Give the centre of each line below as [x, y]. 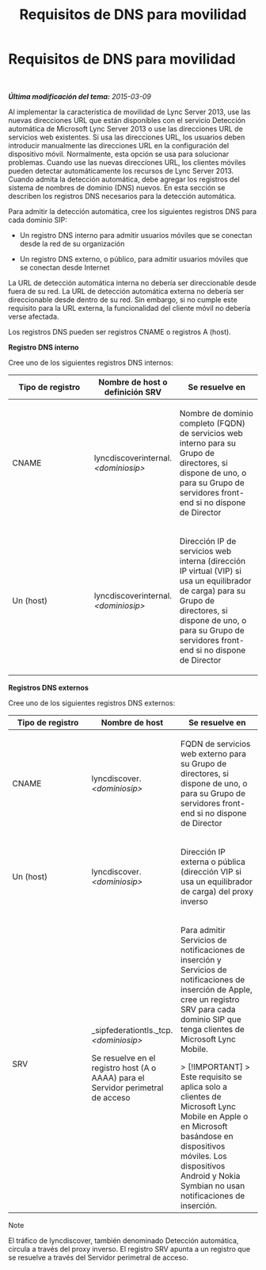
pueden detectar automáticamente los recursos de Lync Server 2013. [121, 170]
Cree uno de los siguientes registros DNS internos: [91, 362]
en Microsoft [204, 1126]
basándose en [207, 1136]
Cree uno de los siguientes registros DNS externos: [92, 702]
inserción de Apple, [217, 989]
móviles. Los [204, 1156]
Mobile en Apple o [215, 1116]
